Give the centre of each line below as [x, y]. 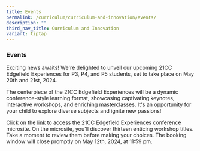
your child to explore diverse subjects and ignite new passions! [84, 111]
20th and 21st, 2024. [32, 81]
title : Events [24, 12]
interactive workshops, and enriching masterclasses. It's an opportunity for [99, 104]
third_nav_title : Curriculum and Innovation [63, 28]
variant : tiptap [26, 34]
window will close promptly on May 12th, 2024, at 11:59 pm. [79, 141]
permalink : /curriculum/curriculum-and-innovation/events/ [81, 17]
